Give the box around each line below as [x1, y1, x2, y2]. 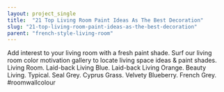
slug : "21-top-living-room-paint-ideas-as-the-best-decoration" [7, 23, 198, 30]
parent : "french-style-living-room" [7, 29, 113, 37]
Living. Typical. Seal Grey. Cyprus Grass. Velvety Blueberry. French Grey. [7, 71, 217, 79]
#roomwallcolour [7, 78, 56, 87]
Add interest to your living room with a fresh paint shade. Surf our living [7, 49, 212, 57]
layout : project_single [7, 10, 77, 17]
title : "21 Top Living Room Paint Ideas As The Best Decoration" [7, 17, 204, 24]
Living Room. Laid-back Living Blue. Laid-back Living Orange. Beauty [7, 63, 207, 72]
